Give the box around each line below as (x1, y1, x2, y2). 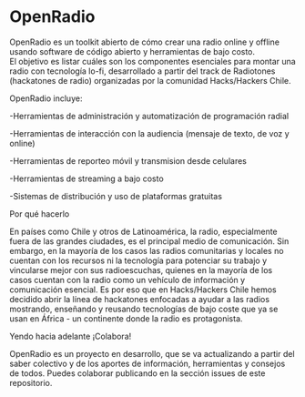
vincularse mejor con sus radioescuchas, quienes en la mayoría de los (9, 264, 273, 275)
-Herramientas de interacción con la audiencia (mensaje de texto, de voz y (9, 127, 290, 138)
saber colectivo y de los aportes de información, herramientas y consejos (9, 358, 286, 369)
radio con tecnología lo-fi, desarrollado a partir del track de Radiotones (9, 66, 276, 76)
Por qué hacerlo (9, 208, 70, 219)
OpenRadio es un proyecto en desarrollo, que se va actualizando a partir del (9, 348, 295, 359)
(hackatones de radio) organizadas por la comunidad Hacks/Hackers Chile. (9, 75, 291, 86)
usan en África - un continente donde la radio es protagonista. (9, 312, 243, 324)
